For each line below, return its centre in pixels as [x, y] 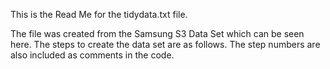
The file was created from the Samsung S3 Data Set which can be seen [157, 33]
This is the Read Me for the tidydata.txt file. [99, 14]
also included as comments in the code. [92, 55]
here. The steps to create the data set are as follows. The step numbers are [165, 44]
